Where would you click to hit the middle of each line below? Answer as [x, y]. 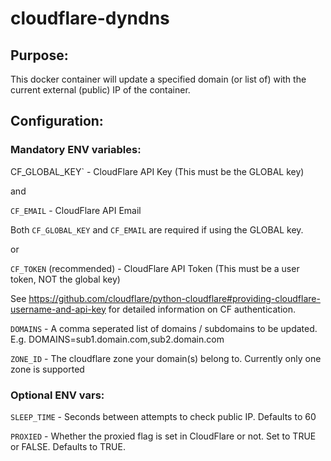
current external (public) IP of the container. [100, 90]
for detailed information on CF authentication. [202, 309]
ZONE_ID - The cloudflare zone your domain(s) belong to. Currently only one [166, 358]
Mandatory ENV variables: [76, 150]
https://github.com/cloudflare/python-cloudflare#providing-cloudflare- [174, 298]
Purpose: [39, 55]
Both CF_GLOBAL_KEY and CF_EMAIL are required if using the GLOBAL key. [157, 229]
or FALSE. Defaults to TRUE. [68, 446]
